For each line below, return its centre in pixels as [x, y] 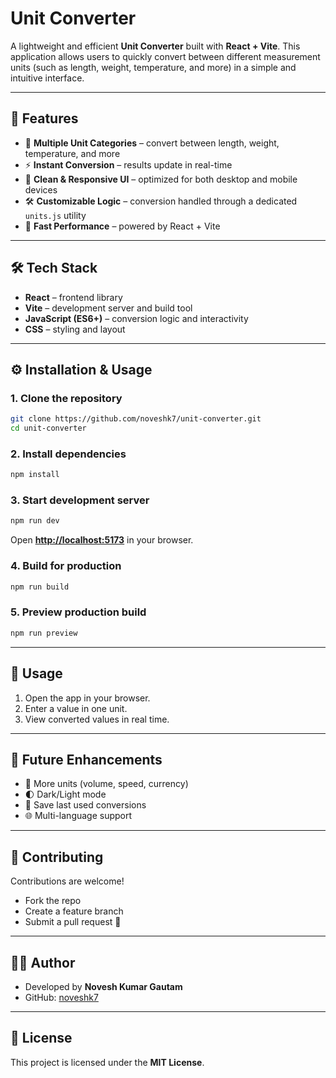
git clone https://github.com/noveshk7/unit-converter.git [136, 419]
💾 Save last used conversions [85, 805]
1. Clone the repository [66, 398]
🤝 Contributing [57, 857]
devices [41, 189]
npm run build [40, 587]
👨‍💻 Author [43, 962]
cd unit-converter [48, 428]
